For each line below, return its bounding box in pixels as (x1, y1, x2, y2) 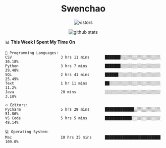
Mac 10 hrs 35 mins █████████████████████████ (5, 135, 161, 140)
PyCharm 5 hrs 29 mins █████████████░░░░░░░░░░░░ (5, 107, 161, 112)
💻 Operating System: (5, 129, 50, 134)
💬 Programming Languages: (5, 50, 58, 55)
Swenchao (61, 3, 106, 14)
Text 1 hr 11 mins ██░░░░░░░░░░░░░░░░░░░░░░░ (5, 80, 161, 86)
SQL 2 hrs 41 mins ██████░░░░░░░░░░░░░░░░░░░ (5, 72, 161, 77)
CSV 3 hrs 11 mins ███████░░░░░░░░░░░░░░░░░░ (5, 55, 161, 60)
